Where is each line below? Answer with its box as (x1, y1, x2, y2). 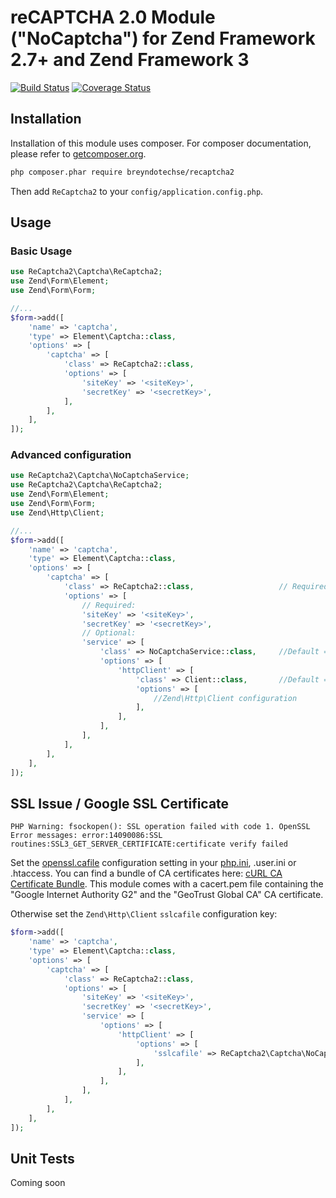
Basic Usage (10, 244, 73, 258)
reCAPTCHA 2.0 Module (10, 6, 216, 29)
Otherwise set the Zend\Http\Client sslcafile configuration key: (10, 908, 278, 920)
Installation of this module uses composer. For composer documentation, (10, 137, 312, 149)
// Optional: (81, 628, 137, 638)
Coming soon (10, 1177, 66, 1189)
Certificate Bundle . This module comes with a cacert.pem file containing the (10, 878, 324, 890)
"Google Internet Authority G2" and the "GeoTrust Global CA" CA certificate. (10, 889, 324, 901)
